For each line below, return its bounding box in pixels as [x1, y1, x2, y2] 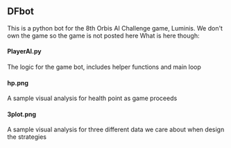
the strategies [7, 133, 47, 141]
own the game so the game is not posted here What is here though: [7, 31, 200, 40]
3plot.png [7, 110, 37, 118]
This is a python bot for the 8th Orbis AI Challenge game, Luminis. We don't [7, 24, 223, 32]
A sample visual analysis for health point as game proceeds [7, 94, 178, 103]
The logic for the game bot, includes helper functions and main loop [7, 63, 201, 72]
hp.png [7, 79, 29, 87]
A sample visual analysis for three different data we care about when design [7, 125, 225, 134]
